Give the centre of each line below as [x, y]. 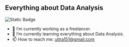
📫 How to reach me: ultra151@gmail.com [53, 39]
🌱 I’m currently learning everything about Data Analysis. [68, 34]
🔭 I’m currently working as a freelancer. [51, 29]
